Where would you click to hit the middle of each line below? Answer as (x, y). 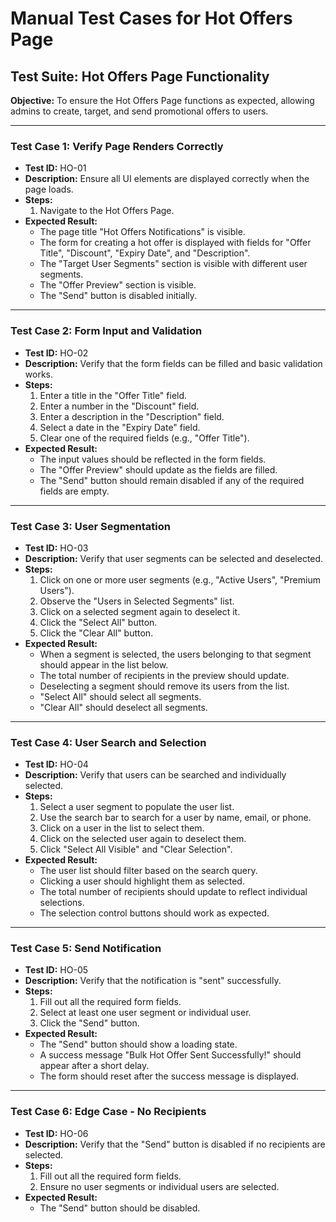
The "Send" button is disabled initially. (118, 296)
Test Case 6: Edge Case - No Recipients (108, 1112)
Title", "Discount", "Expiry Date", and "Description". (145, 253)
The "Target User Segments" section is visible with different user (173, 264)
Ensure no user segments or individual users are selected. (159, 1186)
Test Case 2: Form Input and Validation (106, 331)
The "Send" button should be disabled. (120, 1208)
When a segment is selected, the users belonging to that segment (175, 654)
